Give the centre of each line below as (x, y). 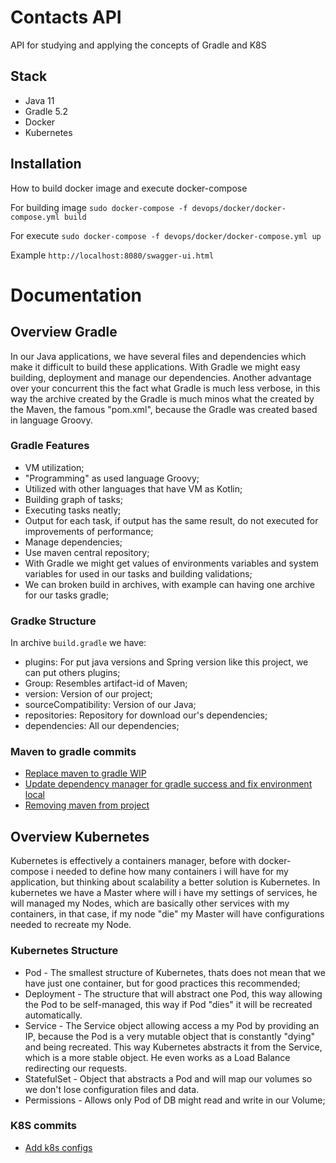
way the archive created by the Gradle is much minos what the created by (162, 398)
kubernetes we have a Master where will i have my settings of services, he (164, 893)
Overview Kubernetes (80, 836)
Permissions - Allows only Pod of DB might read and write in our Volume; (175, 1100)
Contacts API (66, 17)
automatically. (53, 1015)
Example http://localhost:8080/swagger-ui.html (112, 255)
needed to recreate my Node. (71, 925)
